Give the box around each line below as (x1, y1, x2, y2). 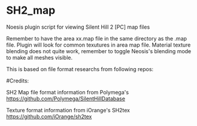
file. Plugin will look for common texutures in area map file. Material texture (6, 41, 191, 48)
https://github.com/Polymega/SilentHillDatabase (6, 95, 126, 102)
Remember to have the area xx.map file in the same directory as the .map (6, 35, 187, 42)
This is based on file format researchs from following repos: (6, 65, 154, 72)
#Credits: (6, 77, 29, 84)
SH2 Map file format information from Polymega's (6, 88, 129, 96)
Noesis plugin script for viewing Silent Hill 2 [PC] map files (6, 23, 150, 30)
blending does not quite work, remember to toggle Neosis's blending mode (6, 47, 192, 54)
